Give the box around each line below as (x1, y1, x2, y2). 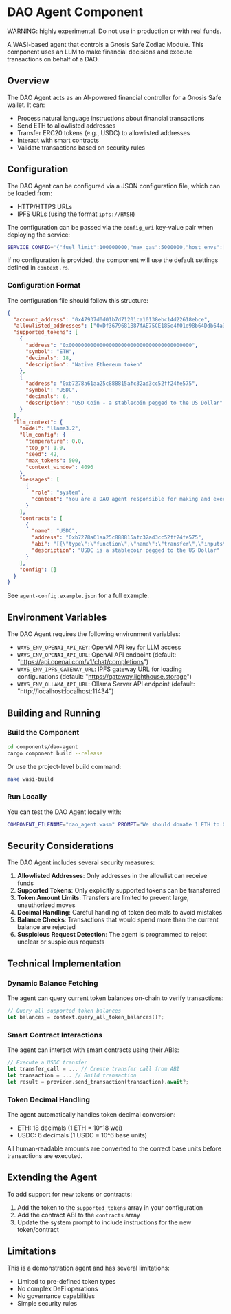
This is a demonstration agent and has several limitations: (7, 1264, 170, 1272)
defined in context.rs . (7, 263, 70, 272)
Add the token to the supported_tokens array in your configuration (16, 1203, 203, 1211)
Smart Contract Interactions (7, 1030, 103, 1039)
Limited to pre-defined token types (16, 1277, 116, 1285)
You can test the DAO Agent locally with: (7, 808, 122, 816)
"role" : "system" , (32, 489, 85, 497)
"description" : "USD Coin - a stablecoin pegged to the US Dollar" (25, 399, 223, 406)
